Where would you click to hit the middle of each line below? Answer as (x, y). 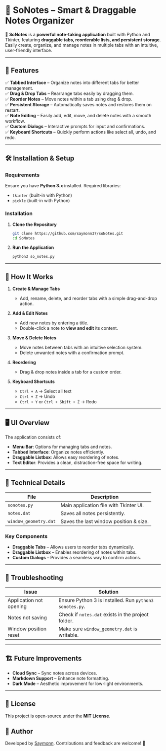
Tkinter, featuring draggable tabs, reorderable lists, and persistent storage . (83, 40)
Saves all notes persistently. (93, 513)
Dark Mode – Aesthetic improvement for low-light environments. (78, 683)
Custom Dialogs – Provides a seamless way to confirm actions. (77, 558)
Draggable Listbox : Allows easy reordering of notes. (66, 457)
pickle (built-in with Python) (41, 201)
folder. (66, 620)
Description (105, 497)
